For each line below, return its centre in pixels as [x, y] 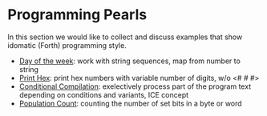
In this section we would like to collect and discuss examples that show [125, 37]
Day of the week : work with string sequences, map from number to [130, 61]
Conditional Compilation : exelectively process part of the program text [135, 86]
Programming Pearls [77, 15]
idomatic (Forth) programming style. [67, 45]
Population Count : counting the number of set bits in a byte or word [130, 103]
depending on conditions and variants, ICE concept [104, 94]
